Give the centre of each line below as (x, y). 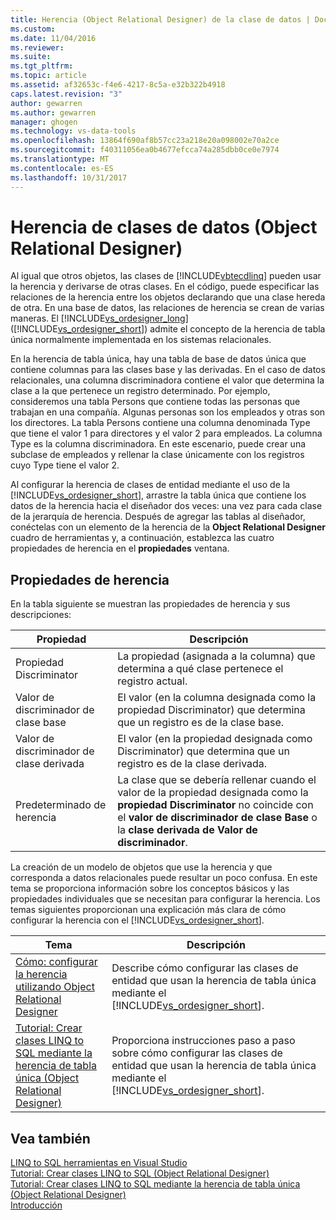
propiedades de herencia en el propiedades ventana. (120, 548)
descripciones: (41, 615)
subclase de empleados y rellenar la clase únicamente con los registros (157, 455)
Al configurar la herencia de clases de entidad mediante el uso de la (150, 485)
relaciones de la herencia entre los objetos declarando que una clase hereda (168, 297)
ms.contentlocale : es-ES (62, 168)
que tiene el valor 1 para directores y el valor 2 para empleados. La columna (166, 433)
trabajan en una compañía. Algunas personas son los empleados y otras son (168, 412)
